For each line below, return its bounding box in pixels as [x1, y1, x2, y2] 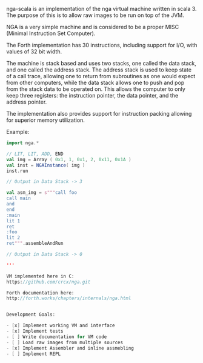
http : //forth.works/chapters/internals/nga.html [6, 295, 131, 302]
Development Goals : [6, 311, 56, 318]
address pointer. [6, 98, 47, 105]
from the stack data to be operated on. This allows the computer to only [6, 85, 186, 93]
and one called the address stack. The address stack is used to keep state [6, 66, 192, 73]
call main [6, 195, 32, 202]
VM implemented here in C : [6, 273, 75, 279]
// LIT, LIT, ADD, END [6, 151, 64, 157]
